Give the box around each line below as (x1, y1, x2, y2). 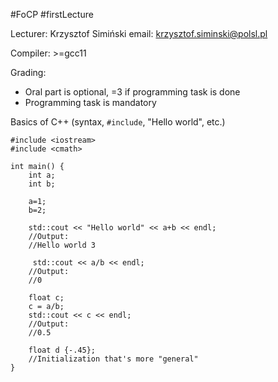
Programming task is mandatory (24, 97, 157, 108)
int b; (28, 179, 56, 189)
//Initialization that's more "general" (28, 354, 199, 364)
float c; (28, 293, 65, 303)
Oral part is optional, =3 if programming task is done (24, 86, 241, 98)
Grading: (10, 67, 47, 78)
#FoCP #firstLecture (10, 9, 94, 20)
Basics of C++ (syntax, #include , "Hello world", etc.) (10, 116, 226, 128)
